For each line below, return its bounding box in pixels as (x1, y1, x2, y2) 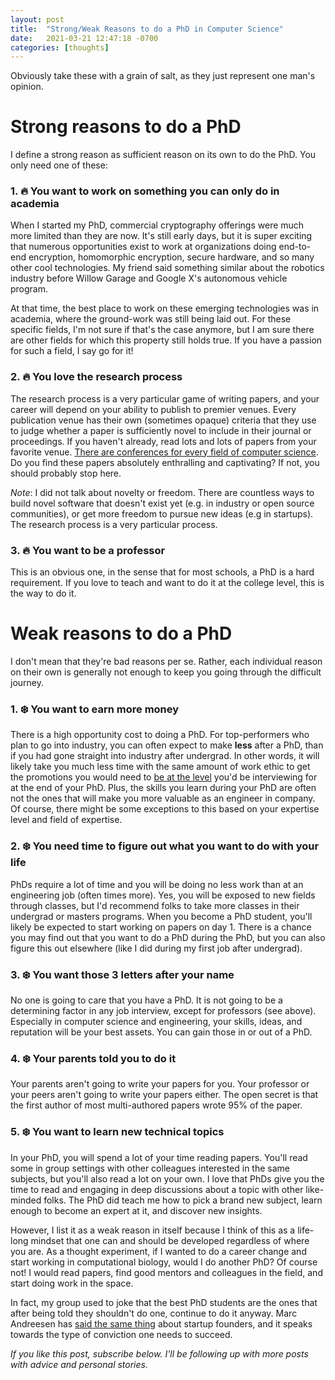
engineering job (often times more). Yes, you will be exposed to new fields (10, 889, 316, 901)
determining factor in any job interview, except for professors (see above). (10, 1004, 317, 1016)
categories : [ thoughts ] (10, 42, 110, 53)
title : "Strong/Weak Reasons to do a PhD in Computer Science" (10, 24, 284, 34)
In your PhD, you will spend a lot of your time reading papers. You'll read (10, 1151, 308, 1163)
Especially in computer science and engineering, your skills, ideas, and (10, 1015, 303, 1027)
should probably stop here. (10, 467, 122, 479)
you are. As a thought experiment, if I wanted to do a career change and (10, 1245, 307, 1257)
